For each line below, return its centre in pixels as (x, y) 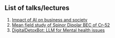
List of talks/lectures (37, 8)
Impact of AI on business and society (49, 19)
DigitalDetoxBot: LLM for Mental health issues (58, 30)
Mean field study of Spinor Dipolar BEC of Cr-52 (61, 25)
